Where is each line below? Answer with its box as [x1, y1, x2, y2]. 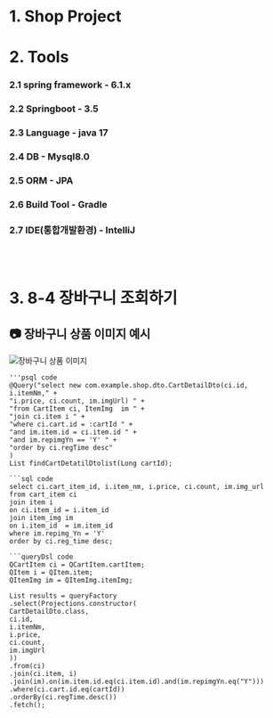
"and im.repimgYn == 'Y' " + [9, 436, 117, 445]
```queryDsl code [9, 552, 74, 562]
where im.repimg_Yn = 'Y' [9, 529, 105, 538]
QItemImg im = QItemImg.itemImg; [9, 576, 133, 585]
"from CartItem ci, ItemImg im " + [9, 404, 145, 413]
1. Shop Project [9, 6, 122, 27]
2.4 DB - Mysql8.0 [9, 151, 91, 163]
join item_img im [9, 514, 74, 523]
